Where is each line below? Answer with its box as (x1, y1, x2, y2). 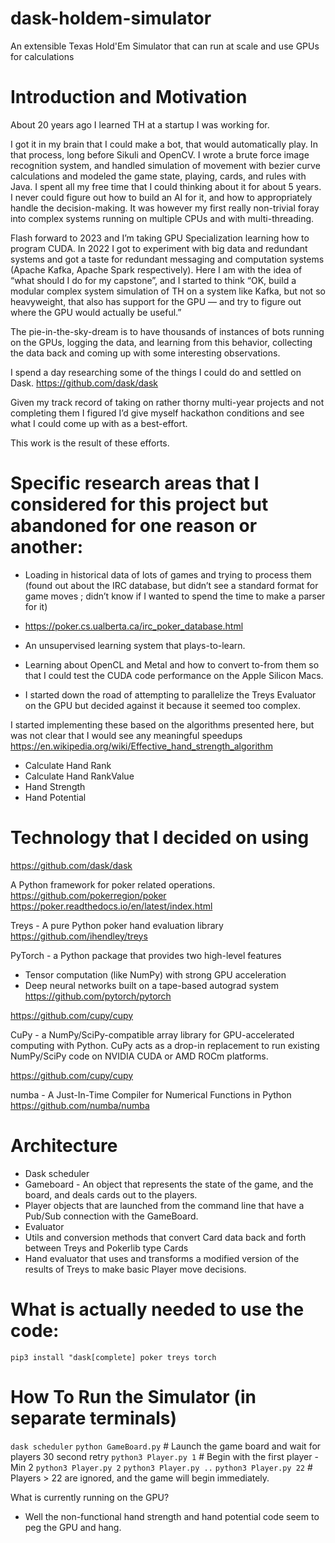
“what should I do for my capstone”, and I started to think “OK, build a (10, 274, 297, 286)
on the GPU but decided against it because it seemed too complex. (24, 699, 301, 711)
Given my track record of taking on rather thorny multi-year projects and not (10, 396, 325, 408)
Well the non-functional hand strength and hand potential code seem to (24, 1510, 320, 1522)
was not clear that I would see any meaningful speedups (10, 729, 243, 741)
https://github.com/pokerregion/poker (10, 889, 167, 901)
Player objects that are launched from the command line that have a (24, 1199, 305, 1211)
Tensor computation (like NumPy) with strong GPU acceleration (24, 968, 287, 981)
